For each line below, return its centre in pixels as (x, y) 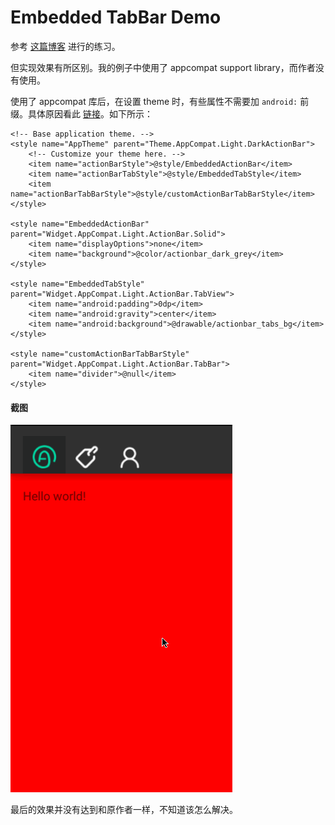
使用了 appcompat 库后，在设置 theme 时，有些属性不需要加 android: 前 (160, 101)
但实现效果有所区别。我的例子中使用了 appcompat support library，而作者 (163, 67)
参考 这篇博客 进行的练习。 (65, 46)
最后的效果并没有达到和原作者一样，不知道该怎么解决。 (124, 810)
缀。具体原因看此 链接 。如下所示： (81, 113)
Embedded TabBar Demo (116, 17)
